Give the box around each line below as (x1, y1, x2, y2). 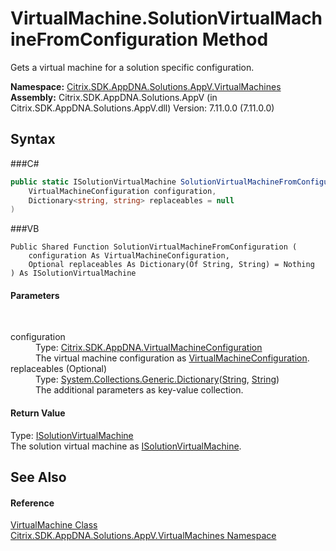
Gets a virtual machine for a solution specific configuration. (10, 61, 255, 73)
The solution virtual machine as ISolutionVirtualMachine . (10, 440, 242, 452)
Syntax (10, 131, 56, 148)
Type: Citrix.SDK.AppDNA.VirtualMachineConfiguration (35, 342, 263, 354)
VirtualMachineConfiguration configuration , (28, 186, 217, 196)
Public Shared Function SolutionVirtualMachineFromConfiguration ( (10, 242, 298, 252)
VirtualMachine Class (10, 519, 98, 531)
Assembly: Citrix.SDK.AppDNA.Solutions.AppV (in (10, 91, 218, 103)
